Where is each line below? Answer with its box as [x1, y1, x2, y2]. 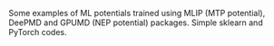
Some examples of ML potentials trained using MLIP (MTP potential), [8, 8, 266, 18]
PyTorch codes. [8, 27, 67, 37]
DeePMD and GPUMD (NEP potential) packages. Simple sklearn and [8, 17, 264, 28]
